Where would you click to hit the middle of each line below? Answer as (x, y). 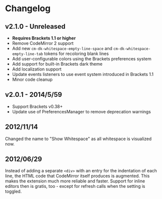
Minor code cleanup (32, 79)
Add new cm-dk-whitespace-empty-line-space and (62, 48)
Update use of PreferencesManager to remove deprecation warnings (81, 111)
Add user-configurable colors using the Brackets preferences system (82, 59)
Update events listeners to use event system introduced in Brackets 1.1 (83, 74)
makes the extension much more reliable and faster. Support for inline (75, 181)
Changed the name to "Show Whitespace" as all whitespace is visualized (78, 139)
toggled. (13, 191)
